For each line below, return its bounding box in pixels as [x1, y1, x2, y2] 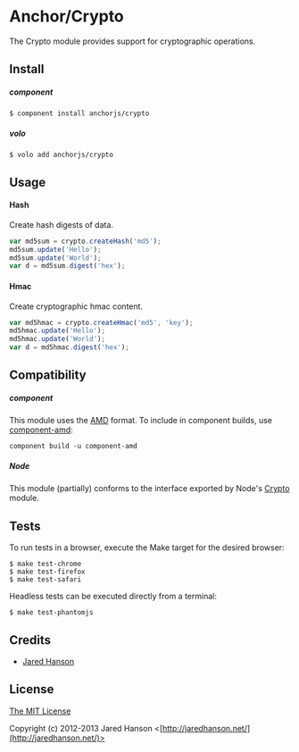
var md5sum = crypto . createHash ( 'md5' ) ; [9, 237, 162, 246]
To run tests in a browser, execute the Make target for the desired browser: [9, 542, 285, 553]
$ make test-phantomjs [9, 608, 94, 617]
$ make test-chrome [9, 560, 82, 569]
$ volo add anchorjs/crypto [9, 150, 114, 160]
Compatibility [9, 368, 87, 383]
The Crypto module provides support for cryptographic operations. [9, 36, 256, 46]
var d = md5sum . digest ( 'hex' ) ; [9, 262, 126, 271]
